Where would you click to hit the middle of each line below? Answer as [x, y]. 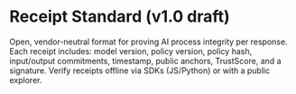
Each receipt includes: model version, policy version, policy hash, [131, 51]
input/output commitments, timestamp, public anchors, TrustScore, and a [145, 61]
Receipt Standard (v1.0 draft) [120, 17]
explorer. [26, 80]
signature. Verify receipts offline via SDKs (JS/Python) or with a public [140, 70]
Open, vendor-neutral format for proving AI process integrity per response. [148, 42]
